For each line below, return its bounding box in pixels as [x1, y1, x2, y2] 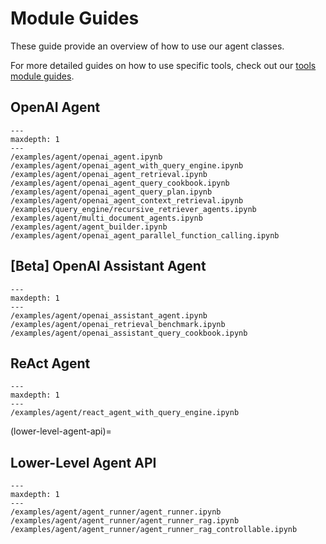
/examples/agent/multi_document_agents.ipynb [10, 213, 203, 223]
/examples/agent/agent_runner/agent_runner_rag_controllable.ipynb [10, 525, 298, 535]
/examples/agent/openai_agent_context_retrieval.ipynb [10, 195, 244, 206]
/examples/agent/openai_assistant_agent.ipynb [10, 310, 208, 321]
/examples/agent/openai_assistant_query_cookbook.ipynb [10, 328, 248, 338]
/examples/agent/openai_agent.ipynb [10, 152, 163, 162]
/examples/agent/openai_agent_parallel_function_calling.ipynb [10, 230, 280, 241]
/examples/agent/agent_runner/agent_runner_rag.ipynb [10, 516, 240, 526]
